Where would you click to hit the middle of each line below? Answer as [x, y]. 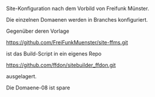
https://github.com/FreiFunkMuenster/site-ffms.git [67, 42]
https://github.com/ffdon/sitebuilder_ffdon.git [61, 65]
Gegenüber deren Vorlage [38, 31]
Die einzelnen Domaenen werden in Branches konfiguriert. [77, 20]
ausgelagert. [22, 76]
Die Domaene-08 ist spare [38, 88]
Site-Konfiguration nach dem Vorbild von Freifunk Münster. [77, 8]
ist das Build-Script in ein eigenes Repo [54, 54]
